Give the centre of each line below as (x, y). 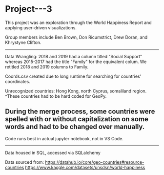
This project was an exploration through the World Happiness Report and (79, 22)
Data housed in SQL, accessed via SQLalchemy (53, 153)
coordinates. (18, 81)
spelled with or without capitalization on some (77, 119)
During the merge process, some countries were (80, 112)
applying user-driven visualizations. (41, 27)
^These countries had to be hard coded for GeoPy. (56, 96)
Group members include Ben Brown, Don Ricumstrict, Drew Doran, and (76, 37)
